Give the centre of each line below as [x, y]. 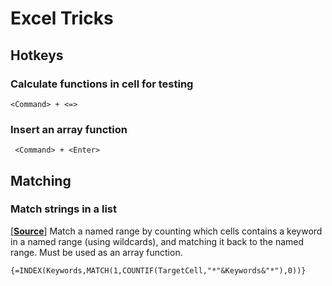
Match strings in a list [64, 209]
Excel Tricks [62, 18]
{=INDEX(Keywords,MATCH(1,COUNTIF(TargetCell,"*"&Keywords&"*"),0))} [158, 270]
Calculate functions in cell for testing [102, 84]
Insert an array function [69, 129]
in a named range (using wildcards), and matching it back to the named [157, 241]
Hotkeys [37, 55]
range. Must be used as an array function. [96, 252]
